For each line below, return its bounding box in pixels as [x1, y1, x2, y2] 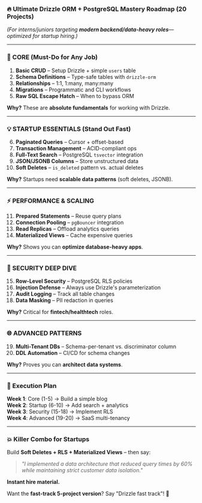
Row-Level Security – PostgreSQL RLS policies [15, 277, 132, 285]
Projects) [7, 12, 34, 20]
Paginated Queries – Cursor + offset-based [15, 138, 124, 146]
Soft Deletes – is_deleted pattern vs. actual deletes [15, 164, 144, 171]
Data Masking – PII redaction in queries [15, 297, 113, 304]
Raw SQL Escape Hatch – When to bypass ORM [15, 92, 134, 99]
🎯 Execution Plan [7, 381, 57, 390]
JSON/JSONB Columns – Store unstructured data [15, 157, 138, 164]
